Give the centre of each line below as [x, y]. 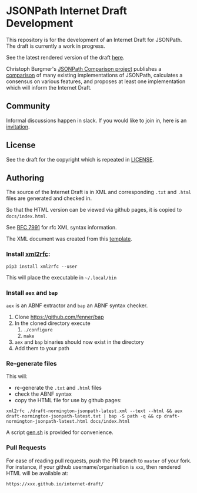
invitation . [18, 126]
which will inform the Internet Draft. [49, 87]
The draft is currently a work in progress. [56, 46]
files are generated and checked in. [49, 198]
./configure [38, 330]
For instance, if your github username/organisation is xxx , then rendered [94, 466]
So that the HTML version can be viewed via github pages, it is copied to [94, 210]
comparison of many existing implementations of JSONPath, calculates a [94, 75]
